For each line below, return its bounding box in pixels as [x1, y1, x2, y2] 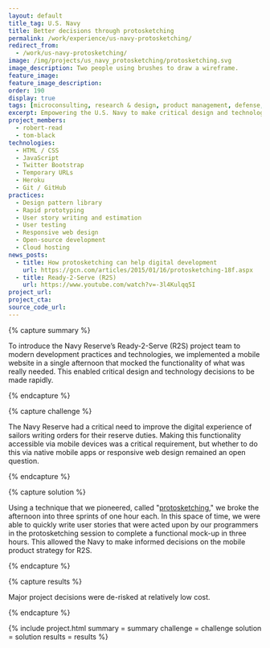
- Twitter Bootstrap [15, 162, 84, 170]
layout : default [8, 11, 63, 20]
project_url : [8, 289, 52, 297]
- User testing [15, 221, 67, 229]
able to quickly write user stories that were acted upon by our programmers [8, 519, 259, 529]
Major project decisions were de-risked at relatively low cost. [8, 592, 211, 601]
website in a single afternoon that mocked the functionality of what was [8, 358, 245, 367]
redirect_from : [8, 42, 59, 50]
